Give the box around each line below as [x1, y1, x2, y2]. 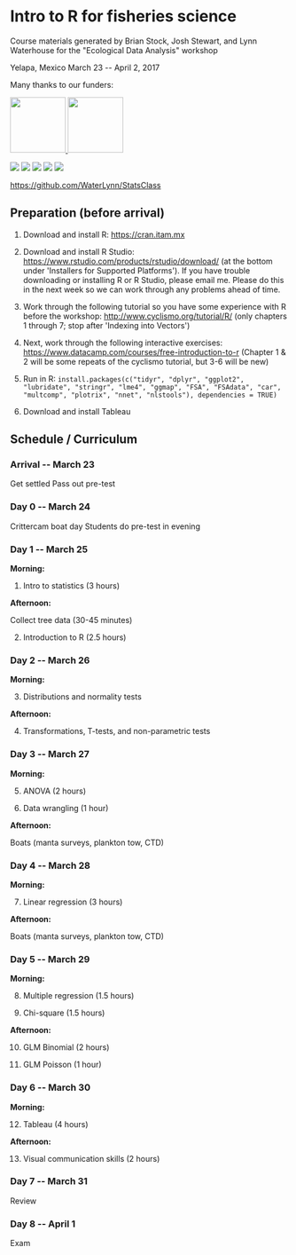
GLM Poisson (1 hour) [22, 1059, 102, 1070]
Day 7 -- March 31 [10, 1175, 88, 1188]
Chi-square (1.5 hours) [22, 1007, 105, 1018]
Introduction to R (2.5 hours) [22, 632, 127, 643]
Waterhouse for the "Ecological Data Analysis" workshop [10, 44, 218, 55]
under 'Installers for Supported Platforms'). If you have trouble [22, 264, 251, 276]
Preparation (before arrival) [10, 206, 165, 221]
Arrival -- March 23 [10, 459, 96, 471]
